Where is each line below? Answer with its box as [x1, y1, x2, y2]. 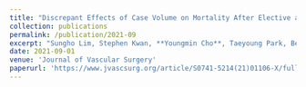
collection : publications [9, 22, 107, 31]
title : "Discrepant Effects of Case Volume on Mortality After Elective [9, 13, 291, 23]
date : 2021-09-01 [9, 47, 76, 56]
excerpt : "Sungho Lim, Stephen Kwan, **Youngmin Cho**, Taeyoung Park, [9, 38, 287, 48]
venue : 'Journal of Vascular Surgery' [9, 55, 157, 64]
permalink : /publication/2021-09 [9, 30, 137, 39]
